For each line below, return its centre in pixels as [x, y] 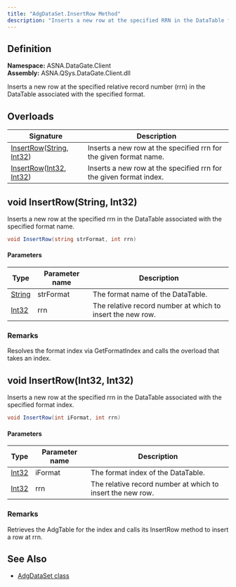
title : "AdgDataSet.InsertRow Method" [64, 14]
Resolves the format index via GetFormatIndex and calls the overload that [113, 351]
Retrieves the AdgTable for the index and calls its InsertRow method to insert [118, 529]
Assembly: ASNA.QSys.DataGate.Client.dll [69, 73]
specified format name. [41, 226]
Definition [29, 49]
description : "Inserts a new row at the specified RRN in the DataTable [116, 20]
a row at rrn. [25, 537]
